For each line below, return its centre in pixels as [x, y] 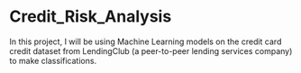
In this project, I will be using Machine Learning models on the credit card [146, 41]
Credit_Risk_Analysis [91, 17]
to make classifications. [53, 60]
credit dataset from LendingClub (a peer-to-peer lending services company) [151, 50]
